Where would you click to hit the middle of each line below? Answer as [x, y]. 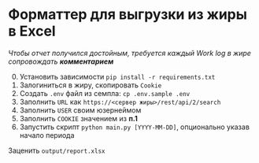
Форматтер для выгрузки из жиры [128, 15]
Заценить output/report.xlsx [57, 150]
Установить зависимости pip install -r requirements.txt [117, 76]
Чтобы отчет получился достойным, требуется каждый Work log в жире [130, 53]
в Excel [32, 31]
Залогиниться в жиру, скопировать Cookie [91, 85]
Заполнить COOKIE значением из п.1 [78, 118]
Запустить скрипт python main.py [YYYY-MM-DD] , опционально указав [135, 127]
